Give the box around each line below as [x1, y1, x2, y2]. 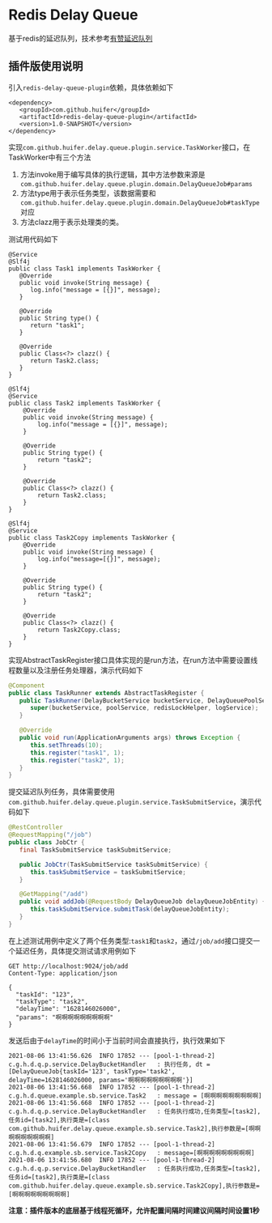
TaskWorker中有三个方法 [8, 152, 91, 162]
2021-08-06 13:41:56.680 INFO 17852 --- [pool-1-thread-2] [8, 1156, 216, 1164]
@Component [8, 682, 45, 690]
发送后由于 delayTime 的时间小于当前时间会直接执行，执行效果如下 [8, 1035, 226, 1045]
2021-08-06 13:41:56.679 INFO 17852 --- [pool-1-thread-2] [8, 1140, 216, 1149]
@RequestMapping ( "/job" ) [8, 831, 92, 839]
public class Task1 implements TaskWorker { [8, 265, 161, 273]
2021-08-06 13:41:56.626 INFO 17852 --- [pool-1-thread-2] [8, 1051, 216, 1060]
